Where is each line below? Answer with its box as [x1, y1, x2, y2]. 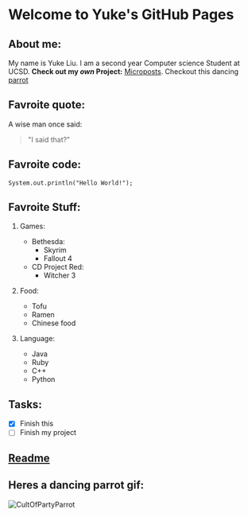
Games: [19, 221, 45, 231]
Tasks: [8, 398, 42, 411]
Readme [8, 451, 50, 465]
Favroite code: [8, 157, 81, 172]
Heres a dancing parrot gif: [8, 479, 145, 492]
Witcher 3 [43, 270, 76, 280]
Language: [19, 334, 56, 344]
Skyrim [43, 245, 67, 255]
